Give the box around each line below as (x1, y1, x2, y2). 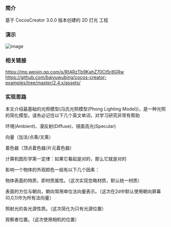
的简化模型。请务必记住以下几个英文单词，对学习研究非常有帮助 (5, 112, 140, 119)
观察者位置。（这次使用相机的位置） (5, 216, 79, 223)
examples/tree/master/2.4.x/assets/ (5, 79, 81, 85)
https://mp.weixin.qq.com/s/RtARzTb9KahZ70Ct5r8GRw (5, 69, 124, 75)
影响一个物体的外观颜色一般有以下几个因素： (5, 167, 100, 173)
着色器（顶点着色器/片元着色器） (5, 145, 75, 151)
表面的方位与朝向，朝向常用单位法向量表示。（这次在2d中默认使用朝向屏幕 (5, 188, 161, 195)
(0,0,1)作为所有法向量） (5, 195, 54, 201)
